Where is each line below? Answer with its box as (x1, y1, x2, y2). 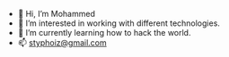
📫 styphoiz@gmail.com (17, 37, 107, 48)
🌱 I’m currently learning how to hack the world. (17, 28, 191, 37)
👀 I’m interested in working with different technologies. (17, 18, 220, 28)
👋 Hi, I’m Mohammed (17, 9, 96, 19)
